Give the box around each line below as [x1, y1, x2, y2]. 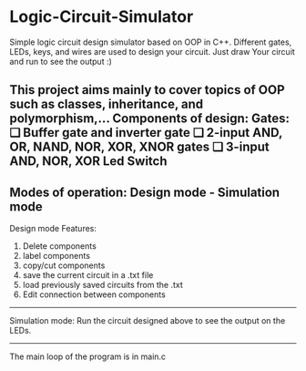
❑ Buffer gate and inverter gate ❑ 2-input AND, [9, 125, 283, 140]
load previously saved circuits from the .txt [22, 280, 184, 291]
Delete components [22, 241, 97, 252]
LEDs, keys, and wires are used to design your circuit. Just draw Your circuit [9, 46, 296, 57]
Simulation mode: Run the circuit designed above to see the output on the [9, 315, 286, 326]
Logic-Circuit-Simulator [9, 6, 194, 27]
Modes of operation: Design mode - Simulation [9, 184, 280, 200]
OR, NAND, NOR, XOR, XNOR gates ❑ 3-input [9, 139, 270, 155]
